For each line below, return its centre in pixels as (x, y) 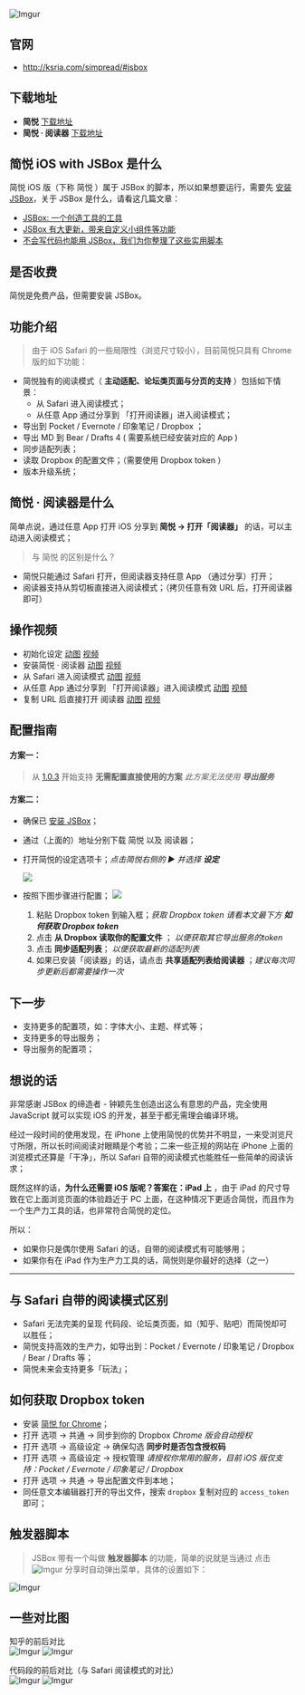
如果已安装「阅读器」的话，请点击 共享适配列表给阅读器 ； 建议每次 (161, 960)
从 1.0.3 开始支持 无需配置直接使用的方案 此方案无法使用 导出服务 (152, 777)
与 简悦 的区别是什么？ (73, 556)
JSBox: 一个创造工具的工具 (72, 218)
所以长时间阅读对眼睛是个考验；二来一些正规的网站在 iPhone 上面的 (167, 1146)
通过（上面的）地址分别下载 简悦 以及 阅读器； (109, 840)
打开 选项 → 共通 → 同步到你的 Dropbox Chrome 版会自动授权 (137, 1435)
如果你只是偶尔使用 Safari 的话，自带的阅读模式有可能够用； (135, 1249)
